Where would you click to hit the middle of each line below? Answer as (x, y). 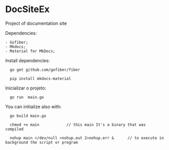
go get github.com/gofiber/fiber (45, 70)
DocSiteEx (27, 9)
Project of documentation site (36, 23)
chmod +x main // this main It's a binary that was (78, 125)
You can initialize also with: (33, 107)
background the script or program (42, 142)
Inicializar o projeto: (26, 88)
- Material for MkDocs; (30, 51)
